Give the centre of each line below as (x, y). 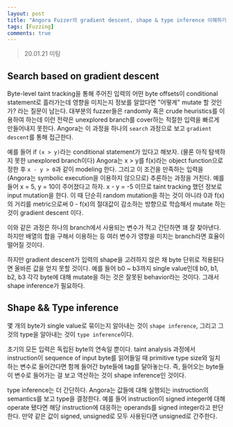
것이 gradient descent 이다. (45, 213)
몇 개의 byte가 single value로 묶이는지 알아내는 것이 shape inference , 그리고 (112, 325)
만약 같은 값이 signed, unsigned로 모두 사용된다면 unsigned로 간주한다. (120, 416)
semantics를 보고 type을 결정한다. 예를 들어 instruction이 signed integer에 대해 (116, 398)
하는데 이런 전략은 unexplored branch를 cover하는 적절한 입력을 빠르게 (122, 120)
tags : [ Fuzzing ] (31, 26)
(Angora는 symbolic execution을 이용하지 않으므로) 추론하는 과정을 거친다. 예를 (116, 178)
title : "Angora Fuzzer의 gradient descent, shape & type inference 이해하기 (117, 20)
